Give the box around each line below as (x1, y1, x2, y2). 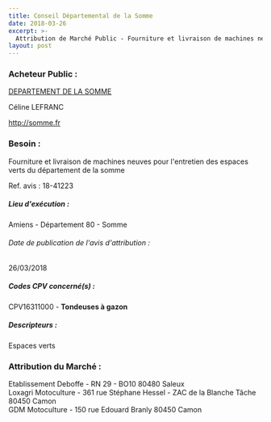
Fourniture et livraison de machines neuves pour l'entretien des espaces (8, 157, 248, 166)
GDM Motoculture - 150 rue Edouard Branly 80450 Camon (8, 405, 202, 415)
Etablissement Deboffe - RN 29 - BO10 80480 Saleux (8, 379, 186, 389)
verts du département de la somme (8, 165, 125, 174)
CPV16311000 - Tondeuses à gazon (8, 302, 128, 311)
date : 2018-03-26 (8, 19, 67, 27)
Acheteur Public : (8, 69, 78, 80)
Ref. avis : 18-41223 (8, 181, 74, 190)
